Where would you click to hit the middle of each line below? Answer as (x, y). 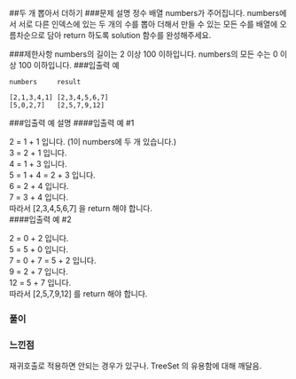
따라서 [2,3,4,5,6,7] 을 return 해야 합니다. (81, 208)
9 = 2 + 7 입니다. (39, 272)
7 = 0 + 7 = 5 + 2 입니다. (53, 261)
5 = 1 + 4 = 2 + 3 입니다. (52, 175)
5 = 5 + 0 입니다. (39, 249)
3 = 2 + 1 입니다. (38, 153)
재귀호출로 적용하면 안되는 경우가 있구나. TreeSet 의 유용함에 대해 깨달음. (136, 366)
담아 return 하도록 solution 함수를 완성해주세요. (129, 35)
